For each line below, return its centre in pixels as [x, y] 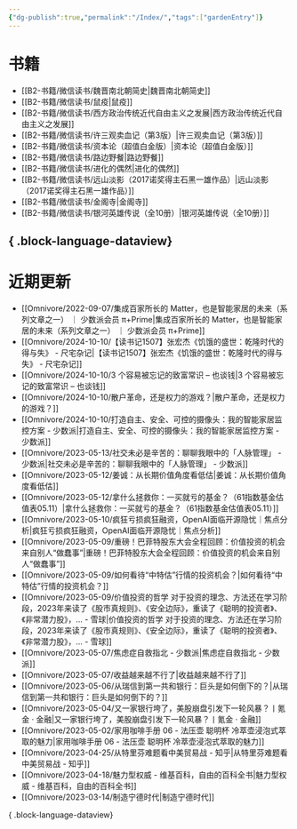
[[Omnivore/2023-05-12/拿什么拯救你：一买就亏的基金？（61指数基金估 [153, 497]
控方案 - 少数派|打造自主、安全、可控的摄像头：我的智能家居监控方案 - [150, 430]
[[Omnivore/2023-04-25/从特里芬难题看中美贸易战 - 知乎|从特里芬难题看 [154, 753]
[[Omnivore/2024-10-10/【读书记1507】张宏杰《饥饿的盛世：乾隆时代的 [153, 341]
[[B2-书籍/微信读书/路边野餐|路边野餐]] [92, 157]
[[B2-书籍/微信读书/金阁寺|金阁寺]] [84, 202]
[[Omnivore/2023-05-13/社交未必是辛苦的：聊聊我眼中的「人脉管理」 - [151, 452]
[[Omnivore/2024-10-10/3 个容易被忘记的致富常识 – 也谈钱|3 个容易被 [148, 375]
